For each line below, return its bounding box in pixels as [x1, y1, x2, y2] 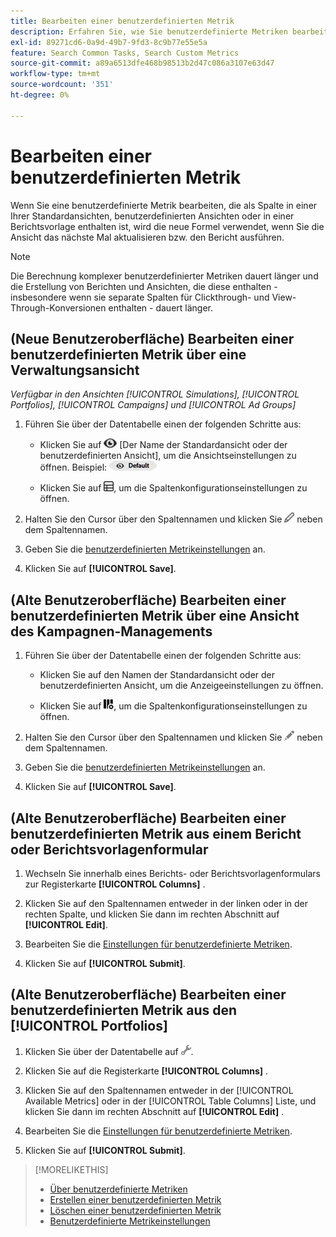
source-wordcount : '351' [10, 80, 114, 90]
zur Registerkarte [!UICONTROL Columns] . [24, 878, 206, 890]
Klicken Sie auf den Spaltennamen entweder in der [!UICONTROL [24, 1084, 294, 1096]
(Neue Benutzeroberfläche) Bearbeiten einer [10, 330, 295, 347]
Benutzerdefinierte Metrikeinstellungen [49, 1215, 211, 1227]
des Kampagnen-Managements [10, 623, 213, 640]
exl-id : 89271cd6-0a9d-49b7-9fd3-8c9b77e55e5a [10, 37, 208, 47]
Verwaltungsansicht [10, 361, 140, 379]
